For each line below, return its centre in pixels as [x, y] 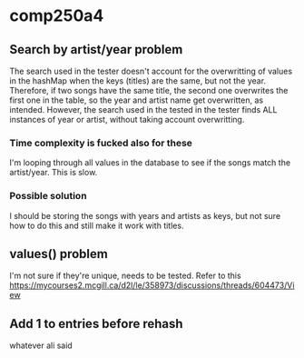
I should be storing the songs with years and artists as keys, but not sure [145, 215]
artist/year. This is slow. [54, 173]
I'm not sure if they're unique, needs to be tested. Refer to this [126, 276]
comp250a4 [57, 16]
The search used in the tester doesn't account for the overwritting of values [151, 71]
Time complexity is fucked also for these [101, 143]
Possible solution [49, 196]
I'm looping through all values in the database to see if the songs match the [150, 163]
